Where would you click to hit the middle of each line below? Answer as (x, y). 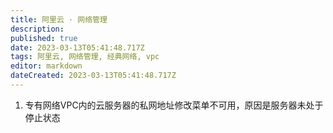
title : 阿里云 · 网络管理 (59, 19)
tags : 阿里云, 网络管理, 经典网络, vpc (85, 57)
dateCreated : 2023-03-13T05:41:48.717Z (93, 76)
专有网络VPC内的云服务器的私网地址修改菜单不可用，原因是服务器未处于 (174, 105)
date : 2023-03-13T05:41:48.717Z (77, 47)
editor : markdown (46, 66)
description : (37, 29)
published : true (44, 38)
